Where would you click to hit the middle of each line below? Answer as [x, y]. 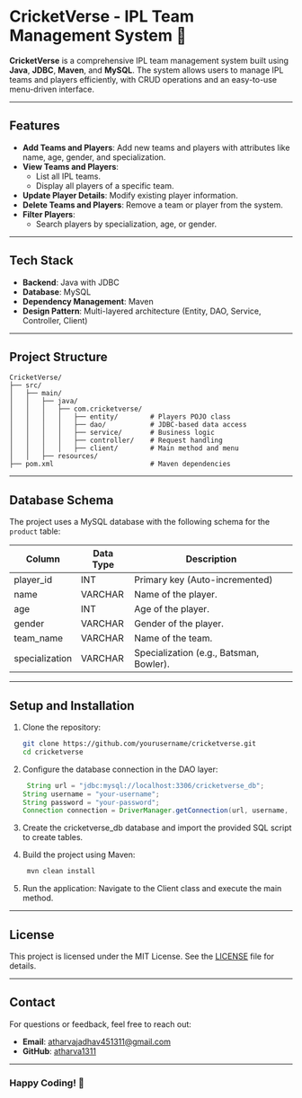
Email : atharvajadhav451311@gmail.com [96, 1041]
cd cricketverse [53, 752]
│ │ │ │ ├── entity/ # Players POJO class [120, 417]
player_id [33, 580]
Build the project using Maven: [79, 854]
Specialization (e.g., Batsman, [197, 653]
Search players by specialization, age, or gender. [126, 224]
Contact [32, 1002]
